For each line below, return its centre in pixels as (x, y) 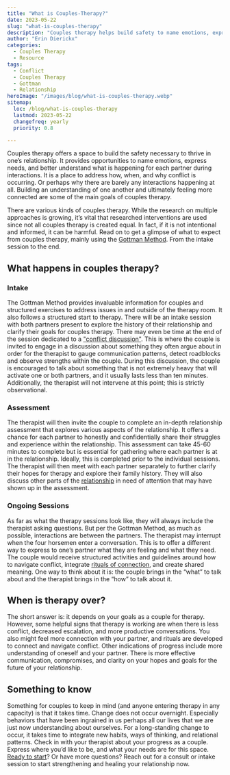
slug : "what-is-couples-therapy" (55, 26)
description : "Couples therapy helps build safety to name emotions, (108, 33)
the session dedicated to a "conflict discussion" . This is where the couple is (114, 339)
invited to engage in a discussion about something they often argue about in (114, 346)
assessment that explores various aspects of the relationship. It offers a (108, 430)
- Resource (29, 58)
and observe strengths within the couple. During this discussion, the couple (114, 361)
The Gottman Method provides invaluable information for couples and (105, 303)
